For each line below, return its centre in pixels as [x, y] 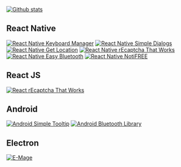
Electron [23, 143]
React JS [23, 75]
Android [22, 109]
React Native [31, 28]
